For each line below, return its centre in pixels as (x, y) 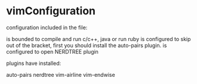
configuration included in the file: (47, 27)
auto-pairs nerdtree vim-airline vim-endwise (61, 74)
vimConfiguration (51, 11)
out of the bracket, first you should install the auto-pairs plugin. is (87, 45)
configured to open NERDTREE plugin (52, 51)
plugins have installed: (34, 63)
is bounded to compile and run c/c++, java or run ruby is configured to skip (98, 39)
